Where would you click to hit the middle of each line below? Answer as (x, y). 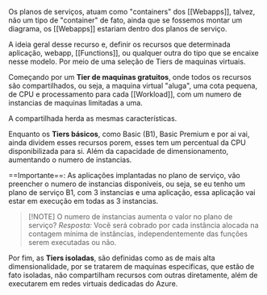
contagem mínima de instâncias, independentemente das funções (138, 234)
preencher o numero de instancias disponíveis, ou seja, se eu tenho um (127, 184)
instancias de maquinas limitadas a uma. (75, 103)
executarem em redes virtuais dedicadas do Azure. (93, 284)
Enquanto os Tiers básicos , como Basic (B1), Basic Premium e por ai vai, (129, 134)
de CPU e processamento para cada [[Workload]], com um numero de (125, 94)
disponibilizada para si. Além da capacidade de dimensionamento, (119, 151)
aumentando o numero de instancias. (70, 160)
